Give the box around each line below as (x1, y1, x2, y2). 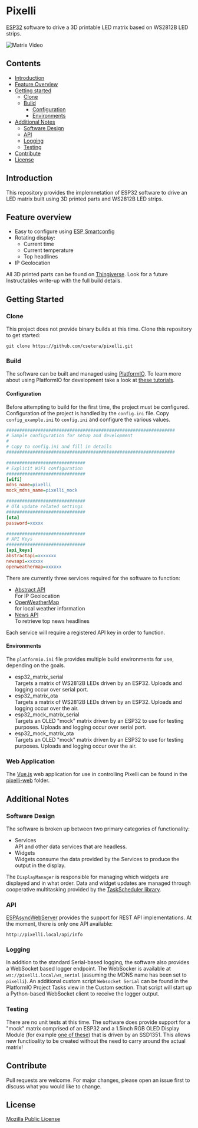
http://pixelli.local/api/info (6, 932, 83, 938)
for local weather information (14, 605, 85, 612)
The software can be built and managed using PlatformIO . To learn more (6, 370, 181, 377)
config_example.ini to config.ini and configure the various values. (6, 416, 171, 423)
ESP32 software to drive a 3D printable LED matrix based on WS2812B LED (6, 24, 189, 31)
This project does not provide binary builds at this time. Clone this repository (6, 325, 192, 332)
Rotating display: (14, 234, 56, 241)
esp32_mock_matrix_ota (14, 729, 74, 737)
